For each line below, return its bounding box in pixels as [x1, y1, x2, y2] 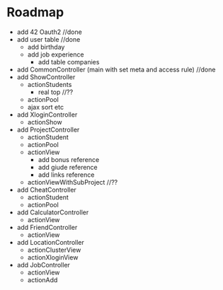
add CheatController [16, 185, 77, 194]
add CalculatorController [16, 208, 89, 216]
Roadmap [6, 4, 64, 21]
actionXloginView [27, 253, 79, 262]
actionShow [27, 117, 62, 126]
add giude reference [38, 163, 98, 171]
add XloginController [16, 110, 78, 119]
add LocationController [16, 238, 84, 246]
